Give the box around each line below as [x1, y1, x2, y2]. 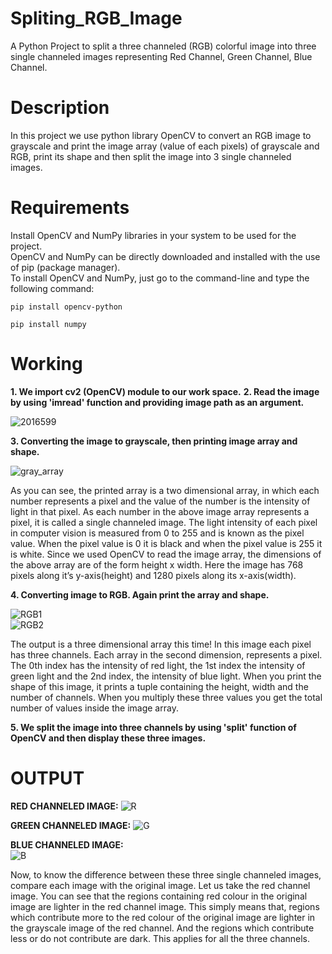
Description [10, 97, 110, 119]
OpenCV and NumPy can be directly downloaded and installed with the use [10, 250, 321, 262]
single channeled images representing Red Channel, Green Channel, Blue [10, 50, 313, 62]
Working [10, 353, 83, 375]
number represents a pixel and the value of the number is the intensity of [10, 495, 311, 507]
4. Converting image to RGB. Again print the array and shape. [10, 588, 270, 601]
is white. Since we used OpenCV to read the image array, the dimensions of [10, 548, 322, 560]
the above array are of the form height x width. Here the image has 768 [10, 558, 304, 571]
